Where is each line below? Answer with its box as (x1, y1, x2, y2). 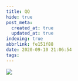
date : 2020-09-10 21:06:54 (6, 47, 72, 53)
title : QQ (6, 8, 30, 15)
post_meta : (6, 19, 33, 25)
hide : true (6, 14, 33, 20)
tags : (6, 52, 19, 58)
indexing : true (6, 36, 43, 42)
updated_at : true (11, 31, 54, 36)
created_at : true (11, 25, 54, 31)
